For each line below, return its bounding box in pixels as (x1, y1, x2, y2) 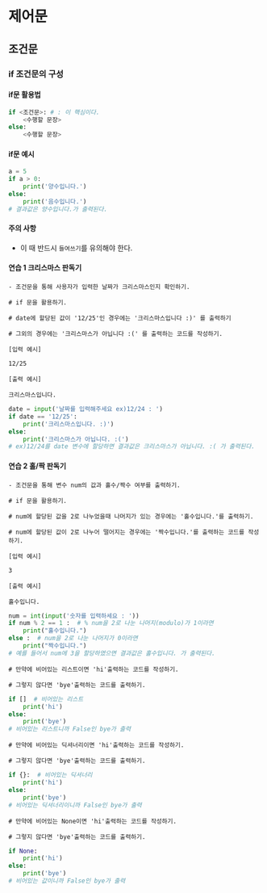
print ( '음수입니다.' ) (23, 197, 87, 206)
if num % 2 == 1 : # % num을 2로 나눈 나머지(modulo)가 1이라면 (8, 619, 214, 627)
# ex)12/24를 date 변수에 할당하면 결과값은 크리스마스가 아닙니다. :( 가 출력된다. (8, 442, 256, 451)
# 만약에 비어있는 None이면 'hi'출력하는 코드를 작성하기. (8, 817, 177, 825)
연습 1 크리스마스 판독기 (8, 263, 82, 273)
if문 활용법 (8, 90, 42, 99)
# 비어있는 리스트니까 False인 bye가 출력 (8, 725, 131, 733)
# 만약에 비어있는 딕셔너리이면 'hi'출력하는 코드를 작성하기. (8, 741, 185, 749)
